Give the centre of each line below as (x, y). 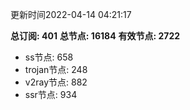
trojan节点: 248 (56, 69)
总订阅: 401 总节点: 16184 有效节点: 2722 (95, 36)
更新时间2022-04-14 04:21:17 (71, 14)
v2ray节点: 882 (56, 82)
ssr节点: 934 (51, 94)
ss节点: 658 (49, 57)
